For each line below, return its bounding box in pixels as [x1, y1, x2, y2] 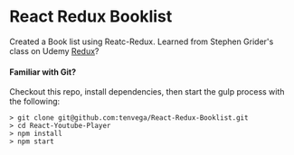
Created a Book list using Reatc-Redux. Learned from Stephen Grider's [9, 36, 274, 47]
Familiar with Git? [9, 66, 77, 77]
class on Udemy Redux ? [9, 45, 100, 56]
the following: [9, 96, 61, 107]
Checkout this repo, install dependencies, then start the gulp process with [9, 87, 285, 97]
